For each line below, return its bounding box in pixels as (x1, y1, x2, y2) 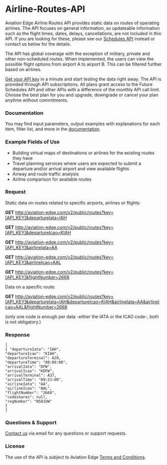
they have (12, 155, 33, 161)
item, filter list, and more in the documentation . (5, 126, 101, 132)
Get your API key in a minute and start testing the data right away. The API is (5, 76, 162, 82)
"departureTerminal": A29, (5, 356, 61, 361)
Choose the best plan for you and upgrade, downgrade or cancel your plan (5, 92, 159, 98)
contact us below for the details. (5, 41, 71, 47)
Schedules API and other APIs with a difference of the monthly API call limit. (5, 86, 161, 92)
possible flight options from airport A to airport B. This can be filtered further (5, 61, 162, 67)
